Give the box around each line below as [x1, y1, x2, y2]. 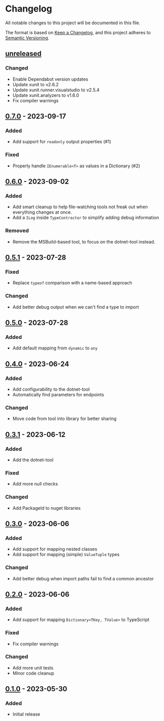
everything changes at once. [12, 209, 72, 215]
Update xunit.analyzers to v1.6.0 [12, 92, 79, 98]
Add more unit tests [12, 665, 54, 671]
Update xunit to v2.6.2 [12, 81, 59, 87]
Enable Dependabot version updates [12, 76, 89, 82]
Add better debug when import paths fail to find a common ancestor [12, 575, 154, 581]
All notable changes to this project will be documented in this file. [5, 20, 141, 26]
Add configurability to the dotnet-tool [12, 386, 90, 392]
